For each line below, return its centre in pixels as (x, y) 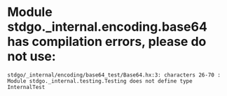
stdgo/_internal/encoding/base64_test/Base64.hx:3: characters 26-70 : (114, 75)
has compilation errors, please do (107, 42)
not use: (32, 57)
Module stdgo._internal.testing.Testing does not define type (100, 81)
